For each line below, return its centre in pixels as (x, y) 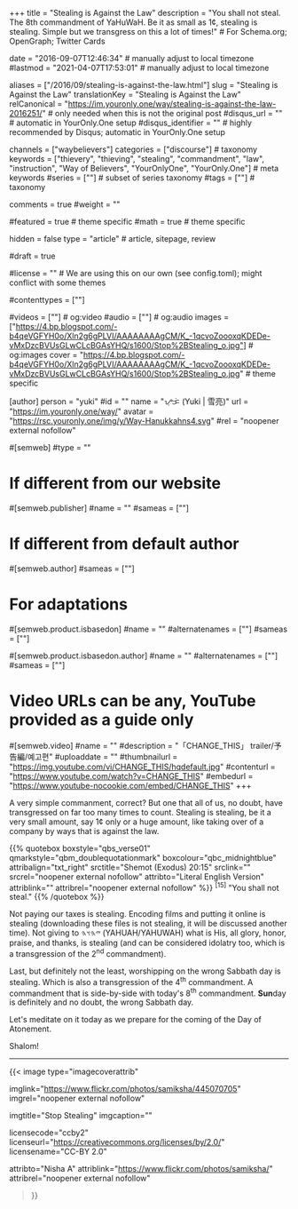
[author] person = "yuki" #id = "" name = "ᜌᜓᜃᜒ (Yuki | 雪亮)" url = (129, 402)
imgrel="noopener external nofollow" (77, 1098)
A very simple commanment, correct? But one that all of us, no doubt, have (146, 802)
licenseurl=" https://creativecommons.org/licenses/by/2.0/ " (117, 1142)
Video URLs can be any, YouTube (133, 701)
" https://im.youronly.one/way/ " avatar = (82, 411)
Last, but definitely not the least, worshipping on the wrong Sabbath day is (145, 971)
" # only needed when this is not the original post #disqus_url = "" (162, 113)
